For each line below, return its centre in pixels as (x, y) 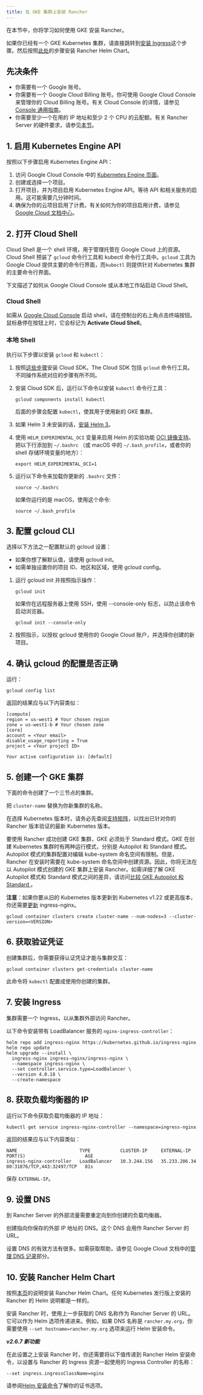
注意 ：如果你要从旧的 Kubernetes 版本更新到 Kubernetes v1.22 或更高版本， (101, 898)
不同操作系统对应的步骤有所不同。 (58, 375)
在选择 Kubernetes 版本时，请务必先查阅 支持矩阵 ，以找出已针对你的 (91, 819)
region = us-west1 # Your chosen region (58, 720)
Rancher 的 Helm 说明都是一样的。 (49, 1301)
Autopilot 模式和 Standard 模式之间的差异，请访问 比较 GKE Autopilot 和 (95, 877)
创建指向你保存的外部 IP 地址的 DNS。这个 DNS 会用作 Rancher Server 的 (98, 1228)
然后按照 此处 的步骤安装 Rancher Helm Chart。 (75, 50)
